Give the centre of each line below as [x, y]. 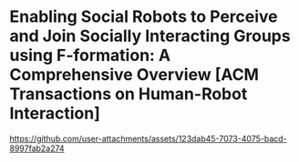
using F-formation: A [90, 56]
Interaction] [55, 113]
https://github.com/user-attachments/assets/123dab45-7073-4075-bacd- [148, 138]
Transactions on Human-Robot [129, 94]
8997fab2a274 [37, 148]
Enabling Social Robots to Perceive [144, 17]
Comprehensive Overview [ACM [134, 75]
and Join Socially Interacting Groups [150, 36]
